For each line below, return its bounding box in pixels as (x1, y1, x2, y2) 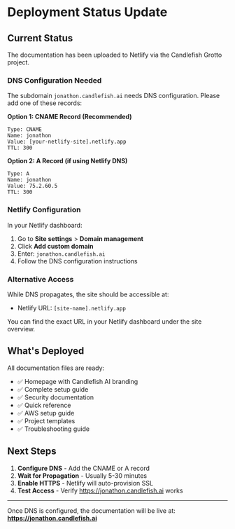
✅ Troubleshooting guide (17, 425, 90, 433)
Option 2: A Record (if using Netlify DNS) (7, 157, 128, 165)
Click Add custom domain (17, 242, 94, 250)
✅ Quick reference (17, 401, 71, 409)
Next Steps (7, 446, 57, 458)
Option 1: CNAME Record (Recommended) (7, 113, 132, 121)
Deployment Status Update (7, 4, 168, 20)
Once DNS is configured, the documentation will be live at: (7, 506, 176, 515)
